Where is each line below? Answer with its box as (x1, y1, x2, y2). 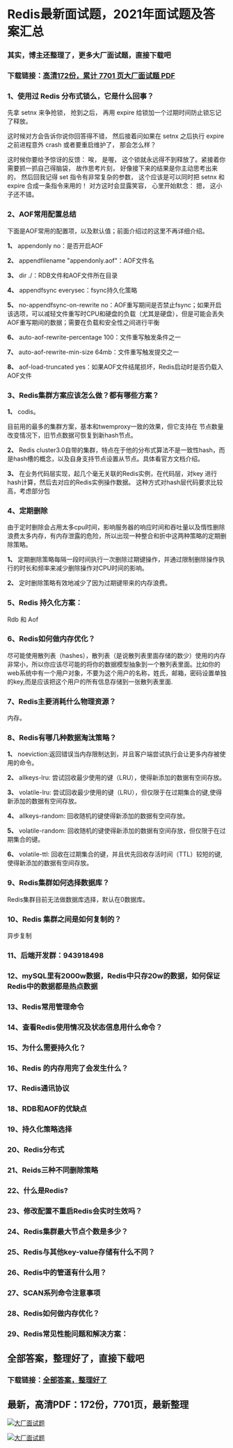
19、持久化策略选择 (7, 1125, 72, 1134)
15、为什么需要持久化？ (7, 1042, 86, 1052)
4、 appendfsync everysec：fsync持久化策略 (7, 286, 138, 294)
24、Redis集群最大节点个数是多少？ (7, 1226, 129, 1236)
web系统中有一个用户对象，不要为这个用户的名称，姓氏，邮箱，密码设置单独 (7, 668, 227, 677)
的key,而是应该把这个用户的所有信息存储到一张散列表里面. (7, 677, 173, 686)
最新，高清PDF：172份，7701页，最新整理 (7, 1399, 189, 1411)
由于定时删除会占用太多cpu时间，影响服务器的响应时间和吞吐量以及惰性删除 (7, 523, 225, 532)
